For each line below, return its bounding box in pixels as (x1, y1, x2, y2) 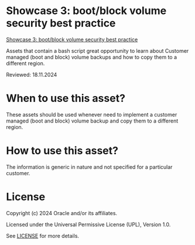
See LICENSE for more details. (6, 232, 80, 239)
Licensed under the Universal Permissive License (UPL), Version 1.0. (6, 221, 171, 228)
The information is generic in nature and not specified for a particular (6, 163, 173, 171)
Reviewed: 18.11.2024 (6, 71, 57, 78)
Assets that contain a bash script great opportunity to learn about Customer (6, 47, 189, 54)
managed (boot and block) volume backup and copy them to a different (6, 117, 179, 124)
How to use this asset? (6, 144, 119, 158)
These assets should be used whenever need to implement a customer (6, 111, 177, 118)
